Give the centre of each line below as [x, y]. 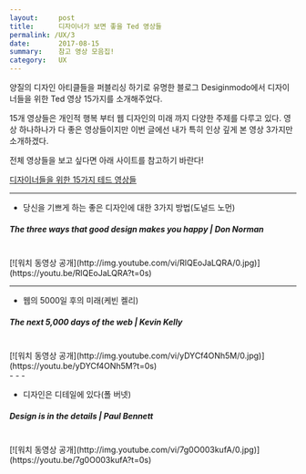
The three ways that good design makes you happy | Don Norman [137, 229]
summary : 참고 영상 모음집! [62, 52]
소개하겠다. [29, 141]
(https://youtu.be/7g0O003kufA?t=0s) [81, 459]
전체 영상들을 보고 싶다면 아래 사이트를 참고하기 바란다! [107, 160]
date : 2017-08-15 [55, 43]
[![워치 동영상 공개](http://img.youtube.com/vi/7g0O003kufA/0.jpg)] [135, 449]
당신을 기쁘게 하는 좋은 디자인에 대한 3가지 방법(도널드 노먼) [129, 207]
